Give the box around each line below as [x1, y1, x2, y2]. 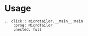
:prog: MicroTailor [13, 23, 53, 28]
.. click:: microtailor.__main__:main [4, 19, 83, 24]
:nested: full [13, 27, 42, 32]
